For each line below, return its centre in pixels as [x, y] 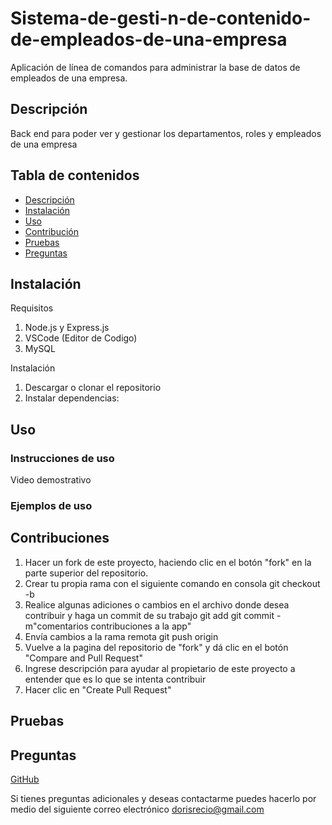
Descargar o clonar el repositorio [93, 388]
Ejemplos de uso [51, 505]
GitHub [25, 779]
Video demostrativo [51, 480]
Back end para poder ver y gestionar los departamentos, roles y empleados [166, 133]
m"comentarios [56, 626]
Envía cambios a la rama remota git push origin [121, 636]
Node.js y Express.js [67, 328]
